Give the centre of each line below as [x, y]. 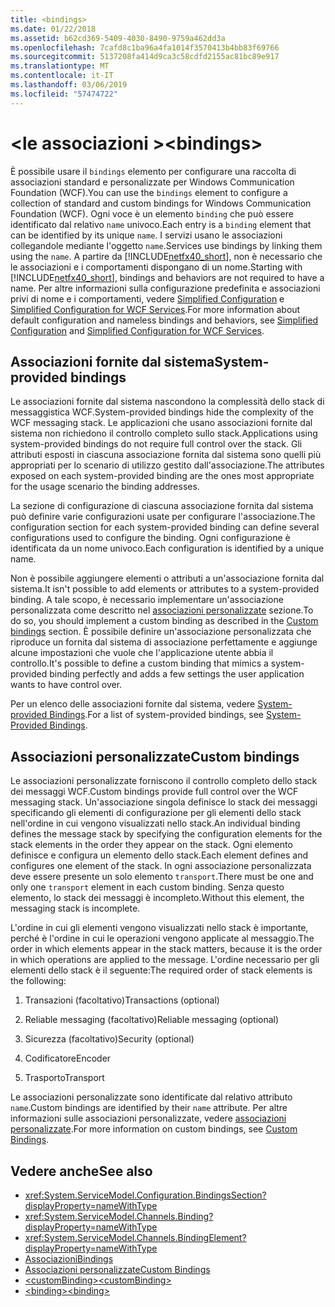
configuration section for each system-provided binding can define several [165, 527]
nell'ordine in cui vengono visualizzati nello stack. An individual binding [155, 823]
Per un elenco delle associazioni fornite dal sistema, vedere [133, 704]
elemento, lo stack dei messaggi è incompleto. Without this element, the [157, 898]
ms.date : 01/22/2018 [53, 29]
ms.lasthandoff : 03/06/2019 [69, 85]
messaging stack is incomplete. [75, 908]
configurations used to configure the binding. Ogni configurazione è [150, 538]
